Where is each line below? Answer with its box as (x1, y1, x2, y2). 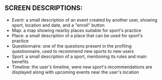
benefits (11, 58, 29, 64)
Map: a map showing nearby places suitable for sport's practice (11, 27, 141, 33)
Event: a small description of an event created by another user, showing (11, 17, 158, 23)
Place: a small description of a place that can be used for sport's (11, 32, 143, 38)
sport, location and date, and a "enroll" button (11, 22, 105, 28)
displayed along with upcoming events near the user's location (11, 69, 139, 75)
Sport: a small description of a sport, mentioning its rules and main (11, 53, 147, 59)
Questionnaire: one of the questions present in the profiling (11, 43, 132, 49)
